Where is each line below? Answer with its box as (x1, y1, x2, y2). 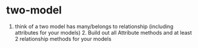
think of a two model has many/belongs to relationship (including (14, 23, 174, 30)
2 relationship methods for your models (14, 35, 112, 42)
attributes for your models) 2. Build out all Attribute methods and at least (14, 29, 192, 36)
